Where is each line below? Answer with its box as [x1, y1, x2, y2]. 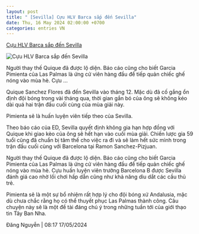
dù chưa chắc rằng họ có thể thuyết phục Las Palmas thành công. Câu [6, 197, 179, 204]
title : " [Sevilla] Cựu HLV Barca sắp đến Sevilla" [6, 14, 137, 20]
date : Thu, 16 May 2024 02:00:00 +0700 [6, 20, 105, 25]
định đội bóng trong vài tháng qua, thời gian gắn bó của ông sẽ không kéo [6, 95, 187, 102]
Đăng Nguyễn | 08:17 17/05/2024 [6, 222, 87, 229]
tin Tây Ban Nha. [6, 210, 46, 217]
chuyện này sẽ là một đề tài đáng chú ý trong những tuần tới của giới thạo [6, 204, 187, 211]
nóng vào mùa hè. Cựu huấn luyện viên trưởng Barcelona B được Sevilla [6, 167, 182, 174]
